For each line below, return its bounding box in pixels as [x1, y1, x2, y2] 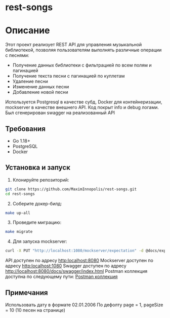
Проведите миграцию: [12, 220, 62, 226]
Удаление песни [12, 78, 48, 85]
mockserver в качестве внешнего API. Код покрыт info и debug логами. [5, 104, 159, 111]
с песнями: [5, 52, 29, 58]
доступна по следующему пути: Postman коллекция [5, 273, 118, 280]
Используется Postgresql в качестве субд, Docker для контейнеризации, [5, 99, 162, 105]
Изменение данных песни [12, 84, 69, 90]
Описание [5, 25, 50, 37]
